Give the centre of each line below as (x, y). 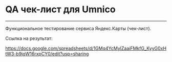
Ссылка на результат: (29, 38)
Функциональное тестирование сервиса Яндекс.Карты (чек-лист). (78, 28)
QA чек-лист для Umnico (61, 9)
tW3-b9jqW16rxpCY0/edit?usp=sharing (47, 54)
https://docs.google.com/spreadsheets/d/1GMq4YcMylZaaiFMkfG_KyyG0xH (86, 48)
